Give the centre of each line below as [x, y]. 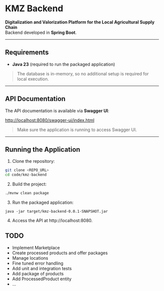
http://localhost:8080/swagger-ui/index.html [50, 120]
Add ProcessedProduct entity [42, 279]
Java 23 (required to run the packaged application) [64, 64]
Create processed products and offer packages [60, 253]
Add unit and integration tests [42, 268]
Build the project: [29, 184]
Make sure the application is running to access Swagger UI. [77, 130]
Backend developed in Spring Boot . [41, 32]
